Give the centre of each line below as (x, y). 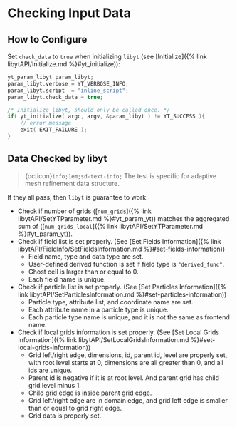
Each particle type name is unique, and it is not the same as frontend (129, 317)
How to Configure (47, 40)
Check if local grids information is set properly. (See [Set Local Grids (118, 332)
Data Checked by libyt (57, 159)
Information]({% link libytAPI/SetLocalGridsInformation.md (103, 339)
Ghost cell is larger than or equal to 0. (83, 272)
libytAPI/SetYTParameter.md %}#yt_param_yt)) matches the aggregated (123, 218)
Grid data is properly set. (65, 416)
